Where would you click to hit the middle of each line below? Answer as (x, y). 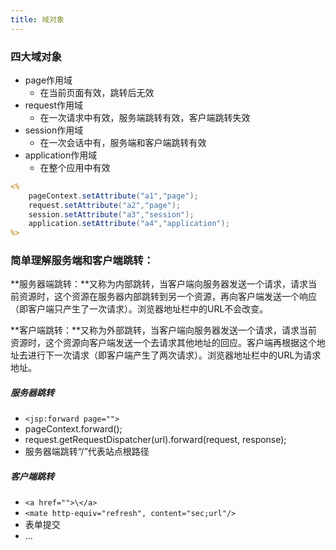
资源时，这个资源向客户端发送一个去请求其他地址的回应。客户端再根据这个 (163, 343)
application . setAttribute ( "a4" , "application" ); (129, 224)
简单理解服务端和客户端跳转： (82, 261)
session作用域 (54, 130)
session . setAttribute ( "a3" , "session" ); (111, 214)
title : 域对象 (37, 19)
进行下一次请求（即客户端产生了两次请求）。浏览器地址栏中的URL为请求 (174, 355)
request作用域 (53, 105)
